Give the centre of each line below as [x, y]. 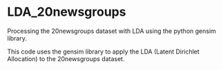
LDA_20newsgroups [67, 12]
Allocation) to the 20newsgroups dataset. [66, 58]
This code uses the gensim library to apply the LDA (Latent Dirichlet [104, 51]
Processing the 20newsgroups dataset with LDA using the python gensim [111, 31]
